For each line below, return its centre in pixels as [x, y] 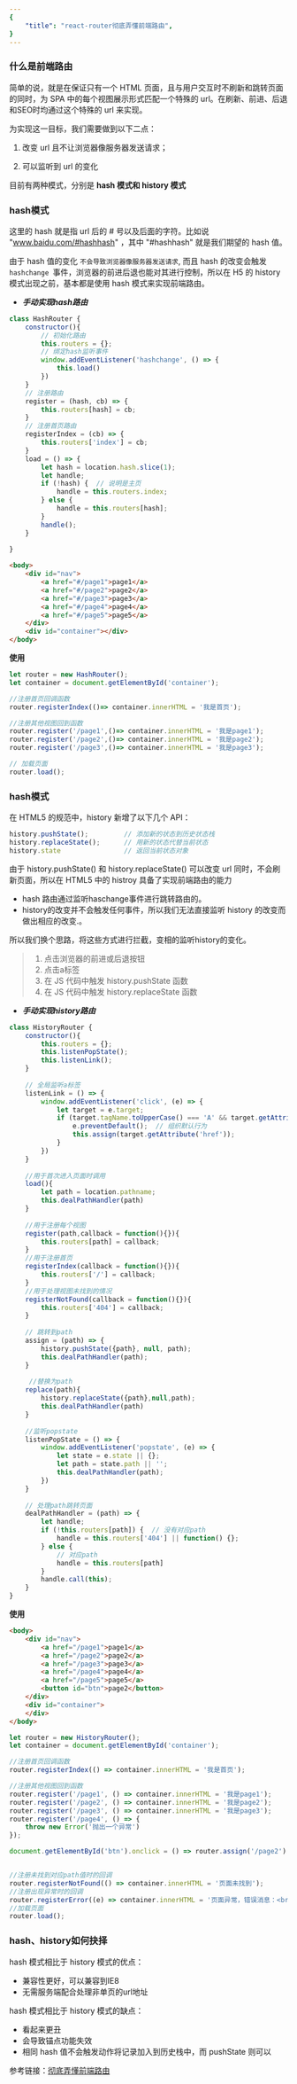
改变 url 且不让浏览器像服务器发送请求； [95, 147]
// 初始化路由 [64, 335]
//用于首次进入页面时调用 [65, 1175]
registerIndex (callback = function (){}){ [102, 1267]
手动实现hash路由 [55, 301]
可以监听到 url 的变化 [60, 166]
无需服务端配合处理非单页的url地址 [85, 1992]
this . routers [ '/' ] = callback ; [99, 1275]
